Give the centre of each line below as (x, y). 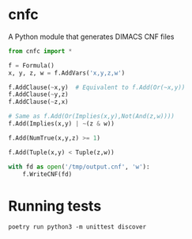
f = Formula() (32, 65)
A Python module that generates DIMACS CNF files (91, 37)
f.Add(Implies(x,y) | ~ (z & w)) (61, 124)
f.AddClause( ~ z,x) (38, 102)
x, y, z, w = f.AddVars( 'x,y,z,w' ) (67, 73)
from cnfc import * (40, 51)
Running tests (55, 206)
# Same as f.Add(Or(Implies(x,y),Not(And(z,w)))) (92, 117)
